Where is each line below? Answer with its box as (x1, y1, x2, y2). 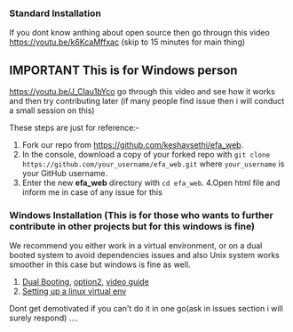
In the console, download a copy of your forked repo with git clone (21, 150, 271, 160)
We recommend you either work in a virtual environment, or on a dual (9, 240, 263, 251)
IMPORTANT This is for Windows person (9, 62, 238, 77)
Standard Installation (9, 7, 102, 20)
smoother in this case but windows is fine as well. (9, 259, 191, 270)
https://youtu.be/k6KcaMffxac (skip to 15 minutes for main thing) (9, 36, 246, 47)
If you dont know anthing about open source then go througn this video (9, 28, 271, 38)
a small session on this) (9, 105, 95, 116)
